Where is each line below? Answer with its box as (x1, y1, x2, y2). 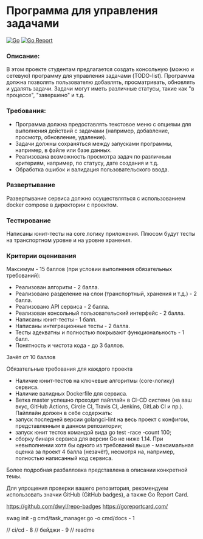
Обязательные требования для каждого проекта (6, 365, 133, 372)
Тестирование (6, 216, 52, 225)
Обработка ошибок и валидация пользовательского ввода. (15, 165, 170, 173)
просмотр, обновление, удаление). (15, 133, 107, 140)
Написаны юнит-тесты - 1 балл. (15, 316, 97, 323)
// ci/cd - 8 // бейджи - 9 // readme (6, 526, 95, 534)
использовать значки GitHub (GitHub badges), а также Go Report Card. (6, 491, 189, 498)
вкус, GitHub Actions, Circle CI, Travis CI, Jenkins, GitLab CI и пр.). (15, 403, 184, 410)
